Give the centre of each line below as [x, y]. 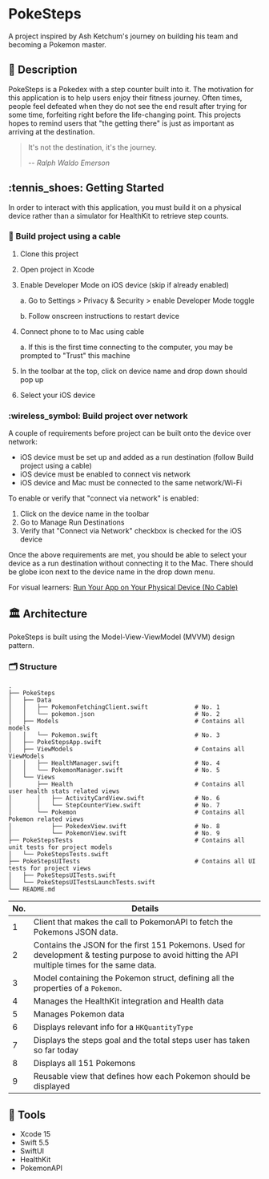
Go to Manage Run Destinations [72, 522]
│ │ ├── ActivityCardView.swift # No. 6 [114, 799]
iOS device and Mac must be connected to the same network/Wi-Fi [131, 483]
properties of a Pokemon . [78, 988]
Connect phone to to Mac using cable [82, 331]
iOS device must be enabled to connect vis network [105, 474]
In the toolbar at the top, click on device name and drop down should [133, 371]
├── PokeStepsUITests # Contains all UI [132, 862]
